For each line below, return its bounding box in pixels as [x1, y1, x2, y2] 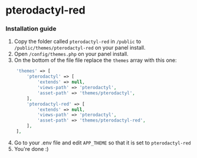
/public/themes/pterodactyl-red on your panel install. [14, 44, 146, 51]
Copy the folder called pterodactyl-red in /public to [14, 38, 142, 45]
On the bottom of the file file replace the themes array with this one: [14, 57, 177, 64]
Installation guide [5, 25, 57, 33]
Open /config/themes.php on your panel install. [14, 51, 129, 58]
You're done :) [14, 145, 49, 152]
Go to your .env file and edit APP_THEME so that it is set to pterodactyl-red [14, 139, 191, 146]
